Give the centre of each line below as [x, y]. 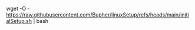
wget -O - [18, 9]
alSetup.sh [19, 21]
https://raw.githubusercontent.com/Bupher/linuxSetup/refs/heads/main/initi [98, 15]
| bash [41, 21]
